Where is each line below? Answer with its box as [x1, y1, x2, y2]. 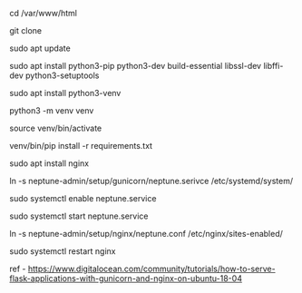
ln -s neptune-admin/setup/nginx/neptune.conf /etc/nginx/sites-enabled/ [9, 229, 284, 239]
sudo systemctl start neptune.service [9, 210, 149, 221]
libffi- [262, 61, 284, 71]
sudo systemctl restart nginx [9, 246, 116, 257]
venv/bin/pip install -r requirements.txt [9, 141, 152, 151]
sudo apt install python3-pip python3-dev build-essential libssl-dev [9, 61, 261, 71]
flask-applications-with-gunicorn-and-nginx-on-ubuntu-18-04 [9, 273, 243, 284]
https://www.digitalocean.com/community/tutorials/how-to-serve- [27, 263, 276, 274]
